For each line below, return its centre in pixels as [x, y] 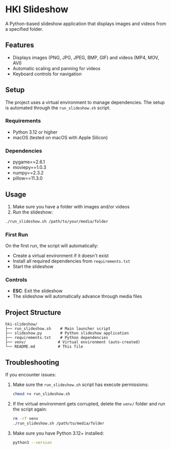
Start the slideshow [33, 267]
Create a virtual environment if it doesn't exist [60, 256]
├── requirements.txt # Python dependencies [57, 338]
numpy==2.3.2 [28, 173]
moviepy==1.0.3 [29, 167]
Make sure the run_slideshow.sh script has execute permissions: [81, 384]
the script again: [30, 409]
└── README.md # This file [44, 347]
